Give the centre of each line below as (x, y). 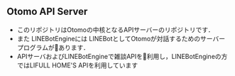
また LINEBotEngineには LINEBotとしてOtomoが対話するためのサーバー (121, 38)
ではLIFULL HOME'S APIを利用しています (77, 65)
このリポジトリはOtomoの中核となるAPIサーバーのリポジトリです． (115, 29)
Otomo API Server (47, 12)
